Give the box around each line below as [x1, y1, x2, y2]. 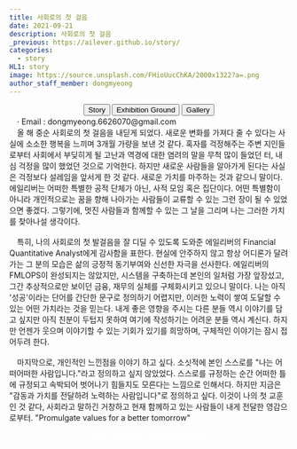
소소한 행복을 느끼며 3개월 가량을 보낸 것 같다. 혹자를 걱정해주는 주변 [25, 138, 262, 149]
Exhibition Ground [116, 105, 176, 114]
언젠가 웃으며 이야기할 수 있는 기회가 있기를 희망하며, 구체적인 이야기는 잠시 [18, 325, 279, 335]
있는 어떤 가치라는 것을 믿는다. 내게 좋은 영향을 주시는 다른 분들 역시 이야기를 [9, 303, 274, 313]
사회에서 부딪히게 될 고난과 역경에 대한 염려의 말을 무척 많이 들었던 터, [32, 149, 274, 160]
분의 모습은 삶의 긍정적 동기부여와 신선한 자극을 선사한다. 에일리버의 [35, 258, 270, 269]
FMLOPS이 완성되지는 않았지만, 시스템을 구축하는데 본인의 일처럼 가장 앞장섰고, [9, 270, 285, 280]
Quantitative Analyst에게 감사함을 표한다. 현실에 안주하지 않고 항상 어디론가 [9, 248, 272, 258]
